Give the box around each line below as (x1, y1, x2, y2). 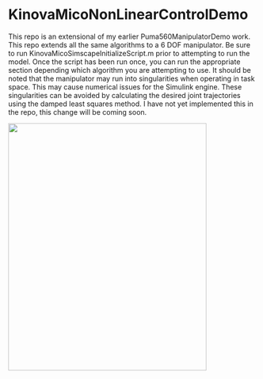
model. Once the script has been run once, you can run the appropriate (8, 57, 241, 66)
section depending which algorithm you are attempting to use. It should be (8, 65, 251, 74)
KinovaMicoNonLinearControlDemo (8, 6, 249, 24)
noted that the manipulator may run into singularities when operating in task (8, 74, 255, 83)
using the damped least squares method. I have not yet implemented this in (8, 99, 253, 108)
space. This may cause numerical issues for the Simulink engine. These (8, 81, 242, 92)
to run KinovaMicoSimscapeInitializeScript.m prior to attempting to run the (8, 48, 250, 58)
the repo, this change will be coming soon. (8, 107, 147, 116)
